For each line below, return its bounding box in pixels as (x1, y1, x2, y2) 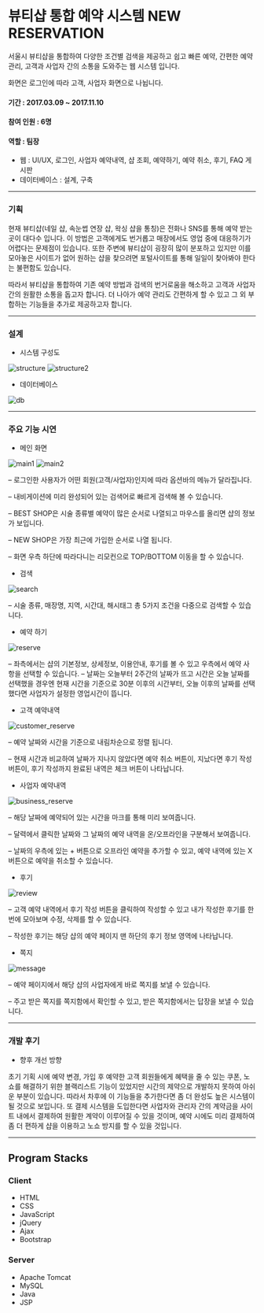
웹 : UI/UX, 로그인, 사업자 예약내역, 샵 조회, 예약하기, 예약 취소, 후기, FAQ (19, 155, 244, 165)
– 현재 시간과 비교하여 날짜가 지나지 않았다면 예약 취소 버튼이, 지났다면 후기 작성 (8, 754, 253, 764)
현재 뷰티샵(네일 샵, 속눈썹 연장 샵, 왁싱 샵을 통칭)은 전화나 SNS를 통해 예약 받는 (8, 224, 253, 233)
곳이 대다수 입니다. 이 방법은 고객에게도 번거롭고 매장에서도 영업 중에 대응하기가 (8, 233, 251, 242)
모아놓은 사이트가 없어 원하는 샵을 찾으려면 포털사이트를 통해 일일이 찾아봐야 (8, 253, 241, 262)
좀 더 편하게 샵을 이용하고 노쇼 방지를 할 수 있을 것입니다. (8, 1121, 182, 1130)
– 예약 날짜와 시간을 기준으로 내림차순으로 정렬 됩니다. (8, 738, 173, 747)
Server (8, 1255, 35, 1266)
